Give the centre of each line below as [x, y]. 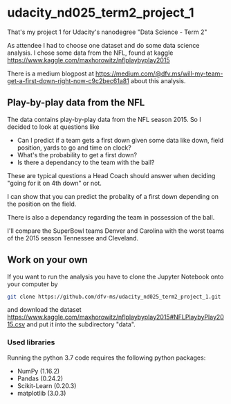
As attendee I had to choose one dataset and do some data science [103, 45]
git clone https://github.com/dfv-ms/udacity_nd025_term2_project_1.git [114, 297]
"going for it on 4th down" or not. [54, 183]
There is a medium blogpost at [51, 73]
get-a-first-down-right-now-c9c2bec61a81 [68, 80]
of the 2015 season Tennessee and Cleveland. [73, 238]
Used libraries [31, 342]
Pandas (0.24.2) [40, 378]
